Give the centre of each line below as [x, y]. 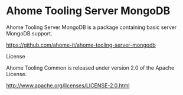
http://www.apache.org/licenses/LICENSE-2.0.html [68, 85]
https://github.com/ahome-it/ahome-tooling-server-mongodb [81, 45]
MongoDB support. [29, 33]
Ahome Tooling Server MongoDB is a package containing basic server [91, 27]
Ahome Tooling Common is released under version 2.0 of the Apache [90, 68]
